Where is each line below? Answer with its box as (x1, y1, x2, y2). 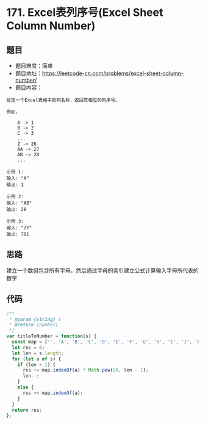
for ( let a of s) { (12, 356, 62, 362)
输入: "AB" (6, 200, 32, 206)
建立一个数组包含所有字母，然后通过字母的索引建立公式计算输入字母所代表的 (6, 267, 199, 274)
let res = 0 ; (12, 344, 45, 351)
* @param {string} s (9, 316, 62, 322)
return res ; (12, 407, 43, 413)
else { (17, 384, 34, 390)
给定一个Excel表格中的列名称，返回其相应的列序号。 (6, 97, 120, 103)
